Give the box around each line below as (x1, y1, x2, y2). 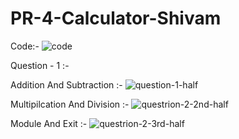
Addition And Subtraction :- (10, 78, 123, 91)
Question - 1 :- (10, 59, 70, 71)
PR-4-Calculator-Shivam (10, 7, 222, 30)
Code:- (10, 40, 40, 52)
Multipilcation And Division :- (10, 98, 130, 110)
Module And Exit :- (10, 117, 88, 129)
